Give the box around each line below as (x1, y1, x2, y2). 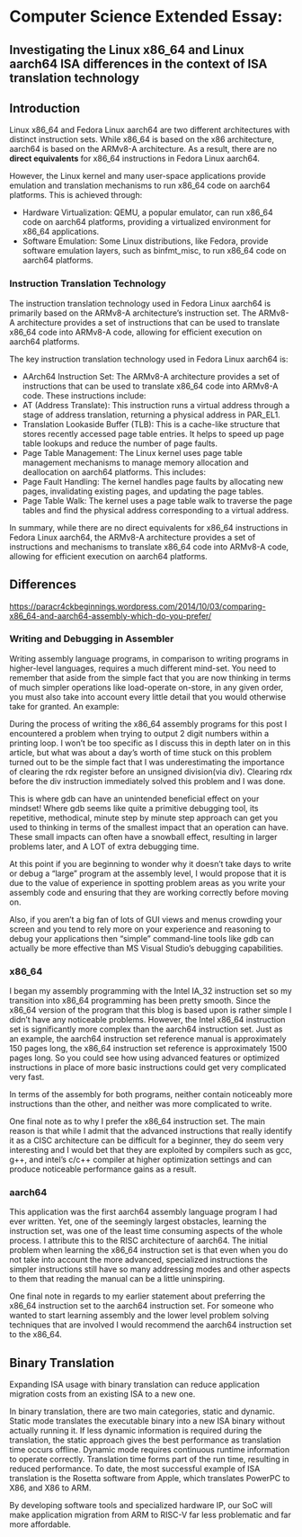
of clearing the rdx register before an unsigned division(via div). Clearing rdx (9, 766, 293, 777)
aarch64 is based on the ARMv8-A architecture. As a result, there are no (9, 144, 277, 155)
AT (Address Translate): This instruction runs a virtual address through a (22, 399, 290, 410)
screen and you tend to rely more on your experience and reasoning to (9, 924, 271, 934)
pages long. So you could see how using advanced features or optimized (9, 1052, 280, 1063)
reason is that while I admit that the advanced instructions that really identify (9, 1126, 293, 1137)
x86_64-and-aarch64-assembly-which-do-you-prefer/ (9, 610, 212, 621)
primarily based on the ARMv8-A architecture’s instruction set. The (9, 308, 257, 318)
